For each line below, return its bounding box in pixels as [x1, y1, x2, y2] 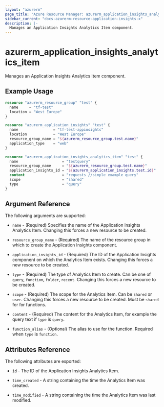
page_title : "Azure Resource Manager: [5, 12, 84, 17]
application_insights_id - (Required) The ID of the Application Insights [12, 252, 157, 258]
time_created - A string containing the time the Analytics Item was [12, 378, 145, 383]
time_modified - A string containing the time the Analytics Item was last [12, 392, 156, 398]
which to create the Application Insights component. [12, 242, 118, 248]
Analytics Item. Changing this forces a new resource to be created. [12, 227, 147, 233]
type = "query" [9, 182, 82, 187]
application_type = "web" [9, 141, 69, 146]
